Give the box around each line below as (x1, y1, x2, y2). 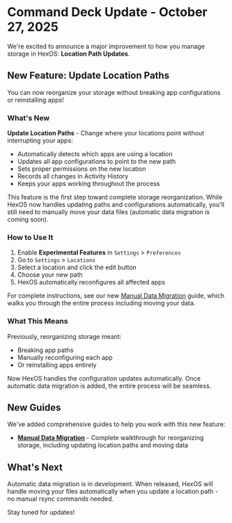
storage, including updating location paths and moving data (17, 441, 189, 450)
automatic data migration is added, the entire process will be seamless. (7, 381, 212, 390)
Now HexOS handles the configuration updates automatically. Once (7, 374, 201, 382)
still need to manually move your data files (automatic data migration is (7, 208, 210, 216)
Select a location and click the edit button (17, 263, 137, 272)
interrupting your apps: (7, 137, 73, 145)
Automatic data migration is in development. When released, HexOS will (7, 480, 214, 488)
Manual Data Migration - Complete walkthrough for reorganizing (17, 434, 204, 442)
